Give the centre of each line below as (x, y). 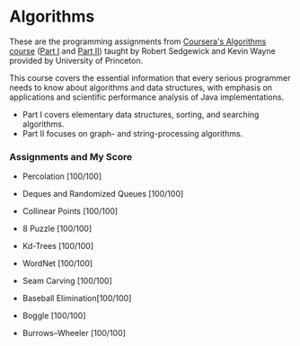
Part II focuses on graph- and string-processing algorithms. (132, 133)
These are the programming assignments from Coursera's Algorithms (138, 41)
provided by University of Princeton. (76, 60)
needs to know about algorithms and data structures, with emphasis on (141, 87)
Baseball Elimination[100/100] (77, 298)
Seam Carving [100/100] (67, 281)
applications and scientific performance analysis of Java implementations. (147, 97)
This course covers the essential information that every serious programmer (150, 77)
